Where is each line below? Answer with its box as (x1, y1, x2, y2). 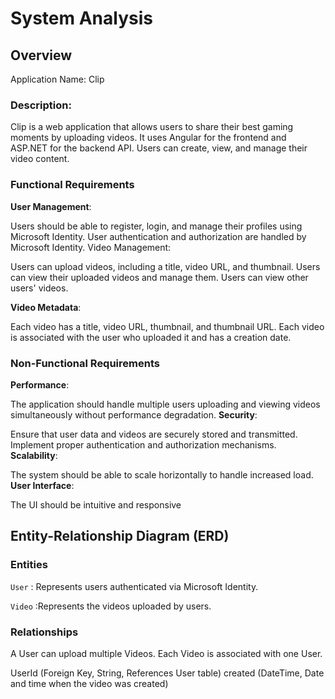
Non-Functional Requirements (10, 356, 160, 370)
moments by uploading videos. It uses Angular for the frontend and (10, 132, 287, 144)
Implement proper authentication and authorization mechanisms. (10, 438, 277, 451)
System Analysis (10, 7, 153, 30)
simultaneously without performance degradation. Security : (10, 408, 258, 421)
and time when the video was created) (10, 677, 169, 689)
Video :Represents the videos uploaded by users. (10, 600, 212, 612)
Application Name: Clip (10, 73, 105, 85)
